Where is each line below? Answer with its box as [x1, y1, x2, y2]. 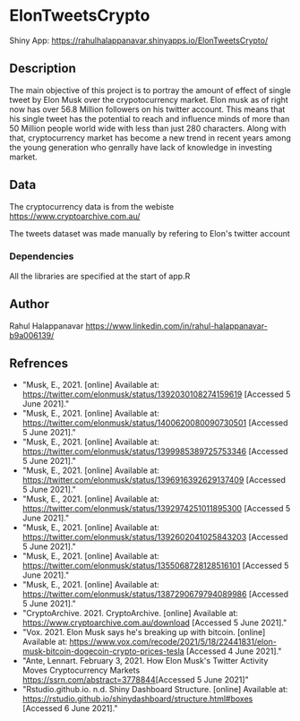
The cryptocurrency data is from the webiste [9, 201, 175, 211]
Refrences [9, 356, 69, 372]
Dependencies [9, 250, 74, 262]
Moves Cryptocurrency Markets [21, 665, 141, 676]
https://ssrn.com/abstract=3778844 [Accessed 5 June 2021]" [21, 674, 249, 685]
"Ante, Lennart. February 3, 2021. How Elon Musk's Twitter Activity [21, 656, 269, 666]
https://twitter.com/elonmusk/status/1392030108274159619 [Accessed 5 [21, 389, 291, 399]
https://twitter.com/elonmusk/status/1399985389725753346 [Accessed [21, 446, 288, 457]
